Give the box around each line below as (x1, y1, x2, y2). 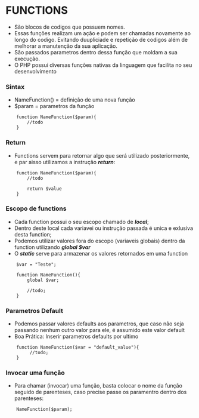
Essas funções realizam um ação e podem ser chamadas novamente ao (14, 29, 191, 36)
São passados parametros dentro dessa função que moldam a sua (14, 48, 178, 56)
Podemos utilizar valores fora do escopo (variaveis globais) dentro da (14, 237, 185, 244)
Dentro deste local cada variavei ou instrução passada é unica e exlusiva (14, 225, 194, 232)
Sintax (5, 82, 25, 91)
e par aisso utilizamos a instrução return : (14, 158, 116, 165)
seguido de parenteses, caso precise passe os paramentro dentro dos (14, 389, 187, 396)
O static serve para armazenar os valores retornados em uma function (14, 250, 188, 257)
